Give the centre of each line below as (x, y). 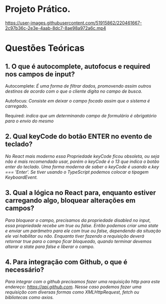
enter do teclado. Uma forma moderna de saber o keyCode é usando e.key (82, 166)
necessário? (25, 270)
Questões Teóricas (45, 48)
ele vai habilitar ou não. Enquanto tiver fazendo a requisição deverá (75, 236)
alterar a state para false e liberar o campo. (50, 247)
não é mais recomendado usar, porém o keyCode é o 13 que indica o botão (82, 161)
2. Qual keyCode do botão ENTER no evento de (79, 136)
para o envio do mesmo (29, 121)
